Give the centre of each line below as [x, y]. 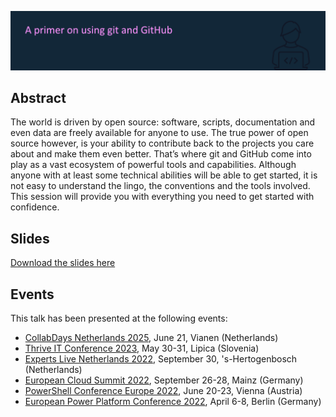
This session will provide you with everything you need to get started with [162, 197]
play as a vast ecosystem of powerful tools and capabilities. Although [153, 165]
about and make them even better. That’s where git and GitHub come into [161, 154]
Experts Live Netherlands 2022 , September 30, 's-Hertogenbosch [161, 358]
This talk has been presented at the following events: [119, 318]
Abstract [38, 97]
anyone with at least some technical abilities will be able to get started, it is [164, 175]
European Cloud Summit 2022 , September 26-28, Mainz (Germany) [164, 380]
